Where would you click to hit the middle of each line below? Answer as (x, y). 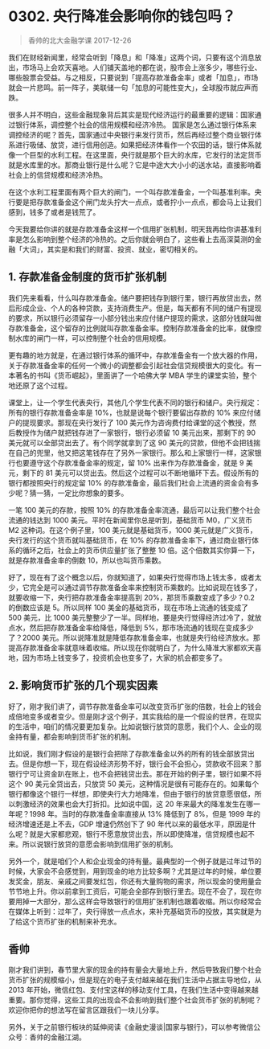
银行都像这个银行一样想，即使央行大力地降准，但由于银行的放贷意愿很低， (131, 793)
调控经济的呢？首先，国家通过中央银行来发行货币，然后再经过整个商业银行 (131, 134)
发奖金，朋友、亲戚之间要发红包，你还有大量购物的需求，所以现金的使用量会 (135, 881)
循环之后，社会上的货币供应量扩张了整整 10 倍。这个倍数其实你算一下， (141, 550)
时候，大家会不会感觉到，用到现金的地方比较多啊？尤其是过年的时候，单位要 (135, 871)
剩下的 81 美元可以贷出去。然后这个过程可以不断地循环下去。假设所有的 (141, 473)
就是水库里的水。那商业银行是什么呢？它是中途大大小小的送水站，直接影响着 (135, 165)
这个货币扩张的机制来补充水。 (72, 921)
